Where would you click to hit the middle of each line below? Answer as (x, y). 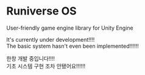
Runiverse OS (42, 11)
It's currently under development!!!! (51, 39)
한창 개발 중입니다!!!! (31, 58)
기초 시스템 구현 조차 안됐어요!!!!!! (46, 66)
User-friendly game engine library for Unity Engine (70, 28)
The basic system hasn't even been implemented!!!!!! (72, 46)
